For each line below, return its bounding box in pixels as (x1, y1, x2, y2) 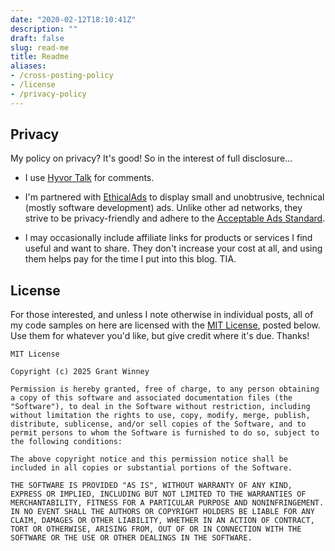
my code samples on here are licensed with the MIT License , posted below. (10, 319, 321, 331)
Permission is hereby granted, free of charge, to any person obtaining (10, 384, 320, 395)
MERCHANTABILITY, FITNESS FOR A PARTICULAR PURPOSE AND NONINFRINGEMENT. (10, 498, 325, 508)
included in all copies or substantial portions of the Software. (10, 463, 293, 473)
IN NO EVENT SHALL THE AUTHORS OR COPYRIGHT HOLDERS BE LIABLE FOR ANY (10, 507, 315, 517)
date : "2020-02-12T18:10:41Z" (10, 14, 137, 25)
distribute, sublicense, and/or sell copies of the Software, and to (10, 419, 307, 430)
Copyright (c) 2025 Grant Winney (10, 367, 150, 377)
